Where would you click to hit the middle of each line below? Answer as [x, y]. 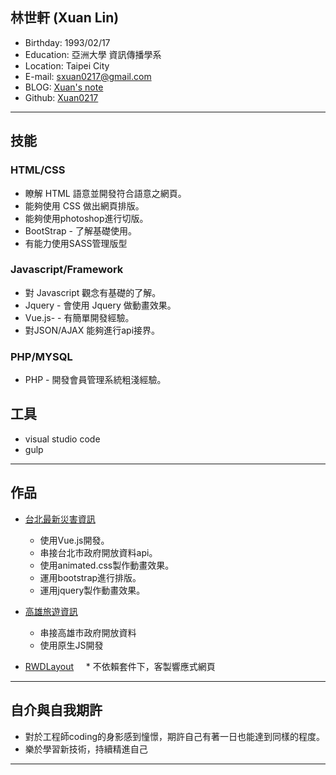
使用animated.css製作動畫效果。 [107, 565]
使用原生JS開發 [71, 645]
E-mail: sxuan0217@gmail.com [88, 76]
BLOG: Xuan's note [64, 87]
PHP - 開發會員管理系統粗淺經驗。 [95, 380]
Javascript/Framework [67, 270]
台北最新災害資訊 [60, 519]
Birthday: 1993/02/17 [67, 42]
